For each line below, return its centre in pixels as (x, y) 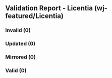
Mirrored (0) (21, 57)
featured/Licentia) (35, 16)
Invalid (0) (18, 30)
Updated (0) (20, 43)
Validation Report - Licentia (49, 8)
